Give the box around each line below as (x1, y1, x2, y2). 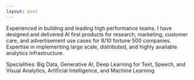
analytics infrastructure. (6, 49, 64, 56)
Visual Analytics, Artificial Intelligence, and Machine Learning (6, 67, 155, 74)
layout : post (6, 8, 38, 15)
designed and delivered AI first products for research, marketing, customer (6, 30, 188, 38)
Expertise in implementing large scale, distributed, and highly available (6, 43, 177, 50)
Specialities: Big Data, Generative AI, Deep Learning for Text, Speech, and (6, 61, 186, 68)
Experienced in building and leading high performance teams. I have (6, 25, 172, 32)
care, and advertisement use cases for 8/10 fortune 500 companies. (6, 37, 172, 44)
